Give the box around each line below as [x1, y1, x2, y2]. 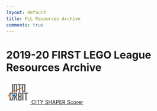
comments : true [6, 22, 44, 28]
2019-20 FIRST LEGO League [6, 48, 152, 61]
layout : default [6, 9, 46, 15]
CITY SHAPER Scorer [31, 99, 84, 106]
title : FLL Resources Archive [6, 15, 81, 22]
